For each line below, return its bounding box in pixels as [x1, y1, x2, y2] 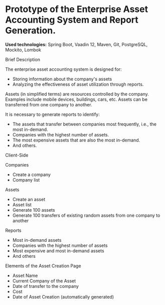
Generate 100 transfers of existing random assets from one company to [12, 212, 160, 218]
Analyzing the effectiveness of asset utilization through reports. [12, 81, 144, 87]
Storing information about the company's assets [12, 76, 112, 82]
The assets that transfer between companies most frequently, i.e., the [12, 121, 157, 127]
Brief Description [5, 56, 40, 62]
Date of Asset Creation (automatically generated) [12, 293, 114, 299]
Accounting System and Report [5, 14, 139, 26]
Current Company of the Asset [12, 277, 76, 284]
